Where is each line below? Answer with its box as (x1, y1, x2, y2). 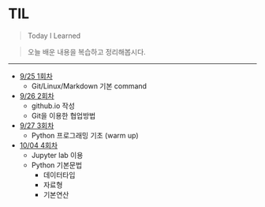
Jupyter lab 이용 (31, 150, 84, 160)
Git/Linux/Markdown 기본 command (31, 81, 147, 91)
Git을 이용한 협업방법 (31, 111, 96, 120)
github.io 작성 (31, 100, 75, 111)
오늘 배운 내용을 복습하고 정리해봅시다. (27, 47, 146, 56)
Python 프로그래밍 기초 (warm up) (31, 130, 140, 140)
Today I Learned (27, 31, 81, 40)
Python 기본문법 (31, 160, 83, 170)
